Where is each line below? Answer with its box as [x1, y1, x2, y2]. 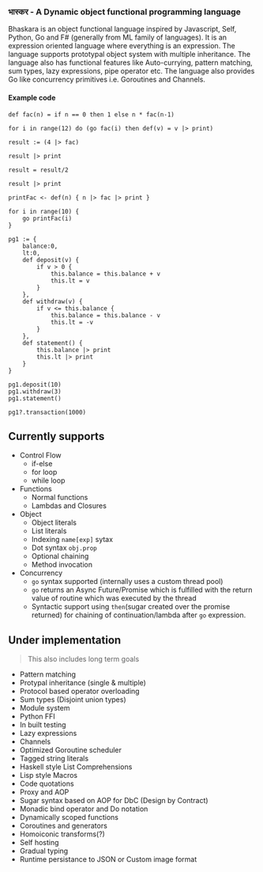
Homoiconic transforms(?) [19, 829, 105, 839]
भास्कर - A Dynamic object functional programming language [8, 6, 241, 17]
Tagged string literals [19, 754, 89, 764]
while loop [31, 476, 66, 485]
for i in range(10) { [8, 207, 80, 215]
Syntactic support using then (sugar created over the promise [31, 602, 231, 612]
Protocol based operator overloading [19, 687, 140, 696]
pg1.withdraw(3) [8, 387, 62, 396]
